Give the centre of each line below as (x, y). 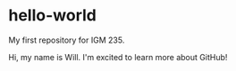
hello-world (53, 16)
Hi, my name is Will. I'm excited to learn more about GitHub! (118, 57)
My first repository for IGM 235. (67, 40)
